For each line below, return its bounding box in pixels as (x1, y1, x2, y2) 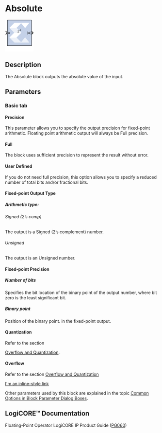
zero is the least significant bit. (5, 294, 66, 300)
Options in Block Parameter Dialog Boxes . (5, 395, 88, 401)
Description (5, 61, 41, 69)
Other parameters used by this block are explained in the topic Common (5, 390, 149, 396)
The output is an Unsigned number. (5, 255, 76, 261)
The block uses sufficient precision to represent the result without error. (5, 152, 149, 158)
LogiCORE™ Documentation (5, 409, 90, 418)
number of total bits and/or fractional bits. (5, 179, 88, 185)
